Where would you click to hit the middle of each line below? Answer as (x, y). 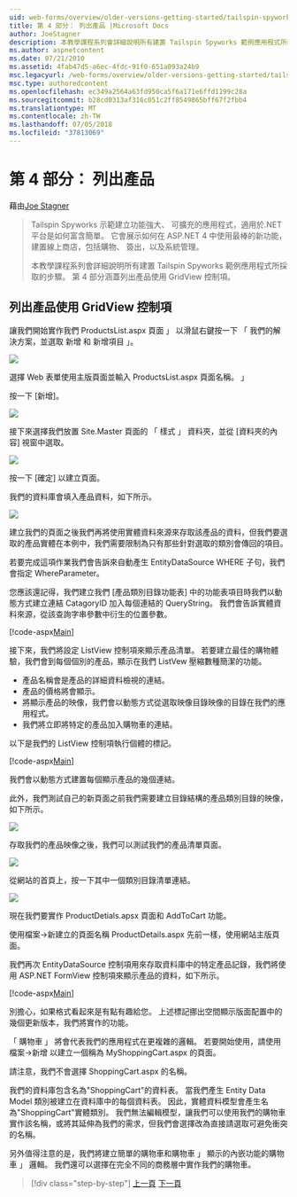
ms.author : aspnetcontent (57, 51)
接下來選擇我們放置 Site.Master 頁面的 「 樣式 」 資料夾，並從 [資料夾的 (140, 431)
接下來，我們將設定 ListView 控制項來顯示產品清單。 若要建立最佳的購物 (140, 650)
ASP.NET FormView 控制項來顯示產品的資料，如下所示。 (122, 975)
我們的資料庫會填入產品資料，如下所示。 (83, 497)
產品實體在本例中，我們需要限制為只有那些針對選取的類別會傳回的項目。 (156, 543)
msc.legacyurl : (37, 75)
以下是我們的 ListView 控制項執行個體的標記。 (93, 743)
